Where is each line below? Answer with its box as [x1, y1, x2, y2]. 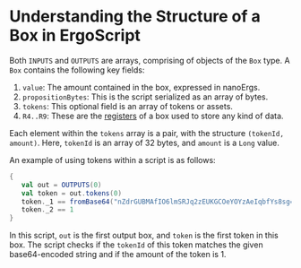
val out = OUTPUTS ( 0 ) [21, 180, 102, 189]
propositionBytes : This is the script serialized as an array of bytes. [21, 91, 269, 102]
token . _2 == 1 [21, 205, 74, 214]
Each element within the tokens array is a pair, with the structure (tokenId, [9, 127, 285, 138]
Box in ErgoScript [9, 25, 142, 46]
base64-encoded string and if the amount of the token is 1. [9, 249, 227, 260]
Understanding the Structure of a [9, 6, 262, 27]
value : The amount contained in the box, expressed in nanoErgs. [21, 82, 261, 92]
